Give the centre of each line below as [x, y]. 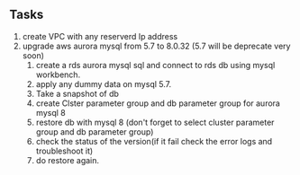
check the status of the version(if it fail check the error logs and [154, 141]
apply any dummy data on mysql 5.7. [104, 83]
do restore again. [68, 160]
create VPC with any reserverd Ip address [100, 36]
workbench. [58, 74]
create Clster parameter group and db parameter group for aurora [158, 103]
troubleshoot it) [64, 151]
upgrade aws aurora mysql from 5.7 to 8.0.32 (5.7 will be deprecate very [156, 46]
